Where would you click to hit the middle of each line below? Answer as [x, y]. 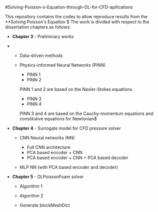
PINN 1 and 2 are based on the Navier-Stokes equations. [76, 89]
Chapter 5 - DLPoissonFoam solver [48, 177]
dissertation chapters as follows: [38, 27]
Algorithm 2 [31, 196]
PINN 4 [34, 104]
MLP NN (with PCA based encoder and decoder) [69, 167]
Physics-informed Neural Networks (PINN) [63, 65]
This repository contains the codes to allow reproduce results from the [76, 16]
